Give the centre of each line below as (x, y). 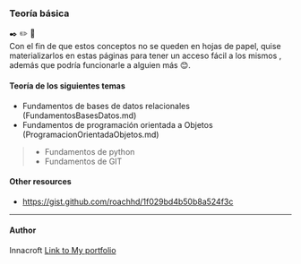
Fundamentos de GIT (83, 161)
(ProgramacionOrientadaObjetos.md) (90, 134)
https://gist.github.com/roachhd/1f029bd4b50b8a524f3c (128, 201)
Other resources (40, 182)
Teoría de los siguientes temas (67, 85)
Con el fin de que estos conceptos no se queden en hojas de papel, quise (145, 47)
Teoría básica (39, 13)
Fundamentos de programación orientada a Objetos (117, 124)
